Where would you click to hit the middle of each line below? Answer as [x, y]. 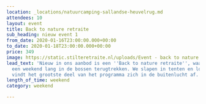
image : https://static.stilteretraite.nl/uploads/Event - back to [93, 58]
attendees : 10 [25, 18]
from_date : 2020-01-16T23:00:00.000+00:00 [61, 40]
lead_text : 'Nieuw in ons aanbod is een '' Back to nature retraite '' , [98, 63]
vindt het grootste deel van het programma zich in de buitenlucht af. [105, 75]
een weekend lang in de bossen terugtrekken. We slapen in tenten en [102, 69]
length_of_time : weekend [38, 80]
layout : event [25, 23]
